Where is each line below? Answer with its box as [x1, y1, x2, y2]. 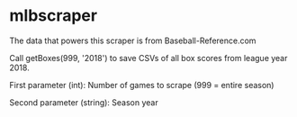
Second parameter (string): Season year [9, 96, 159, 108]
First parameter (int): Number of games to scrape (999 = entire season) [9, 79, 274, 90]
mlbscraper [9, 5, 97, 26]
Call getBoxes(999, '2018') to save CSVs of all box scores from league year [9, 52, 288, 63]
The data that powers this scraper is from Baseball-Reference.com [9, 35, 256, 46]
